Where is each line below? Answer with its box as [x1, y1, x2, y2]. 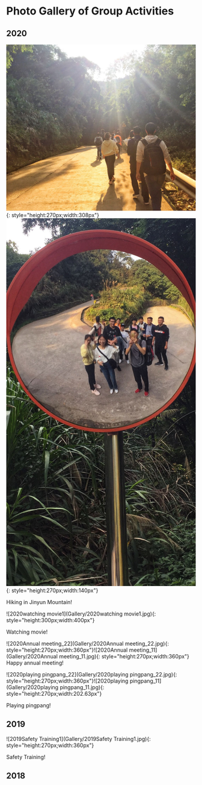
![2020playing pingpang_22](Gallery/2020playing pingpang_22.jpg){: [6, 671, 177, 678]
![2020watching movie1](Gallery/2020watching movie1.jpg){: [6, 610, 156, 617]
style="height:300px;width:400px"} [6, 617, 95, 624]
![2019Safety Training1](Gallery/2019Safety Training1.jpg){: [6, 735, 151, 742]
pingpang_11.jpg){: [60, 684, 105, 691]
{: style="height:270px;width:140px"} [6, 587, 99, 594]
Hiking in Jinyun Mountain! [6, 599, 72, 606]
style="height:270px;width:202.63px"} [6, 690, 102, 698]
